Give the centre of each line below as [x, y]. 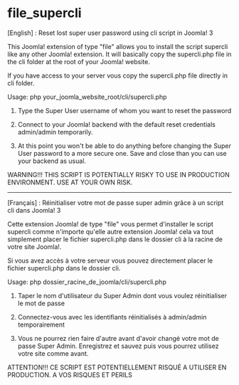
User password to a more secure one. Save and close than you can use [122, 153]
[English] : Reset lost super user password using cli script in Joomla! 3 [110, 33]
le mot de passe [41, 303]
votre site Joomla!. [34, 246]
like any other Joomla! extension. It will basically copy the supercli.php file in [119, 54]
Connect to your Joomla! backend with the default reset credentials [116, 124]
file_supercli [44, 13]
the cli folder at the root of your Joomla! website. [79, 61]
